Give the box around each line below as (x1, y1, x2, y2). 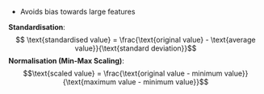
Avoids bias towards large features (19, 7, 136, 16)
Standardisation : (8, 22, 66, 31)
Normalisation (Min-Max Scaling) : (8, 56, 125, 65)
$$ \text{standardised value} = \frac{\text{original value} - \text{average (15, 35, 256, 44)
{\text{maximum (62, 77, 117, 87)
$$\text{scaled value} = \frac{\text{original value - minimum (23, 68, 223, 78)
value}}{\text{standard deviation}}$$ (74, 43, 197, 53)
